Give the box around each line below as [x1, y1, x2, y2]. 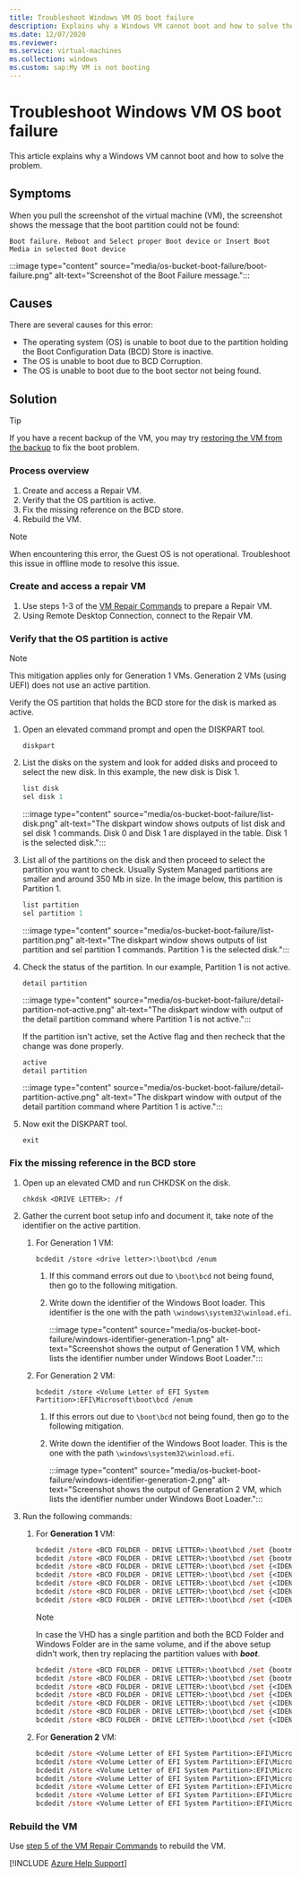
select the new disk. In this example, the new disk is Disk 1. [21, 767, 240, 778]
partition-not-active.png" [21, 1004, 115, 1014]
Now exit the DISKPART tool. [21, 1118, 128, 1130]
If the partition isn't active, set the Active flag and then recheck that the [21, 1030, 286, 1041]
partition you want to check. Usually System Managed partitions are [21, 864, 273, 874]
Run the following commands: [21, 1510, 133, 1521]
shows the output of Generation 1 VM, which [116, 1343, 280, 1354]
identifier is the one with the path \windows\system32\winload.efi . [48, 1307, 292, 1317]
